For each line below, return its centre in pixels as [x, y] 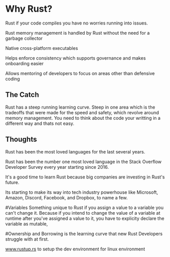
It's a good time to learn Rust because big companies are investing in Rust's [85, 177]
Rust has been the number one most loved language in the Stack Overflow [83, 162]
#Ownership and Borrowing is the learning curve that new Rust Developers [84, 234]
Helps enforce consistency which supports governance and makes [76, 58]
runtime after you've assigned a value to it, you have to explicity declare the [85, 218]
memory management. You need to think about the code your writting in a [83, 118]
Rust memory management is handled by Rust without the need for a [78, 33]
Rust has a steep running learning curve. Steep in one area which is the [80, 107]
